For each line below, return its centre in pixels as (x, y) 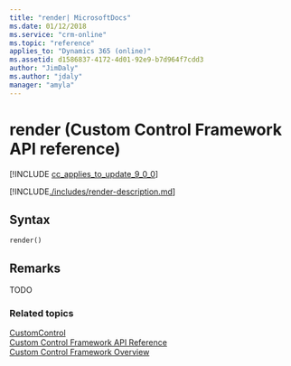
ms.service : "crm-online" (58, 34)
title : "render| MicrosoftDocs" (70, 18)
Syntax (30, 219)
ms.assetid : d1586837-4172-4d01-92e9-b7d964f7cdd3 (107, 60)
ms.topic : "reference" (52, 43)
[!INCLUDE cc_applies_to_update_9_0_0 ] (84, 174)
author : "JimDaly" (44, 69)
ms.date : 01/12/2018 (48, 26)
